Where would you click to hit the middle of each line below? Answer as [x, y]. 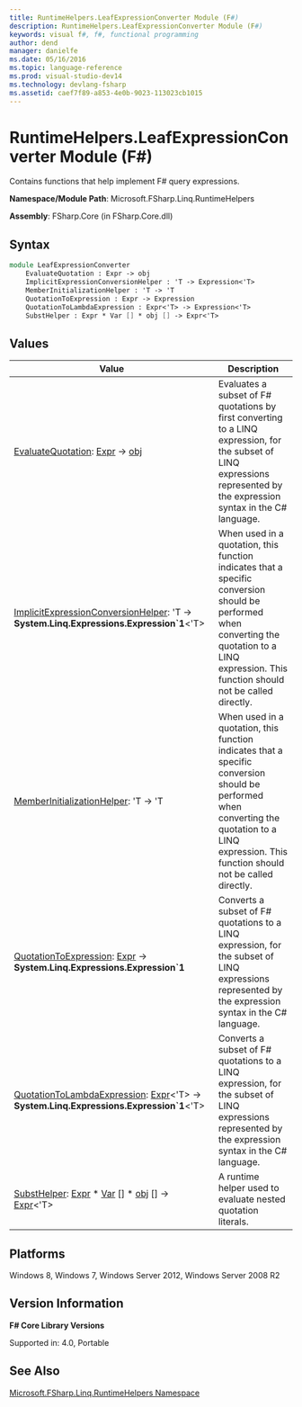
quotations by [247, 407]
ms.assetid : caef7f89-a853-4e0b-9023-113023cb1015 [106, 93]
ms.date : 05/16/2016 [48, 59]
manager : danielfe [44, 51]
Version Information [67, 1304]
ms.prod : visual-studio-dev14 [66, 76]
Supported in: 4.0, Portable [59, 1342]
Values [29, 343]
